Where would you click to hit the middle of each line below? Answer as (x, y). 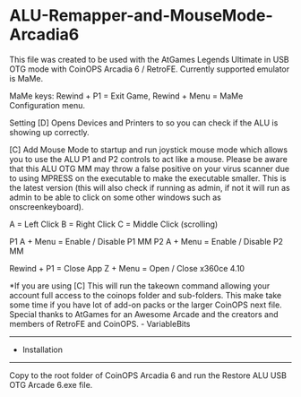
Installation (43, 350)
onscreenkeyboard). (47, 206)
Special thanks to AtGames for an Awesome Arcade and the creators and (144, 314)
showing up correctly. (49, 132)
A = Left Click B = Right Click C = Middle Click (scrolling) (114, 224)
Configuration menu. (47, 105)
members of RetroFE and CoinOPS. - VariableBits (100, 324)
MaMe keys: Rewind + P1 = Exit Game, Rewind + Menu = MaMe (126, 96)
